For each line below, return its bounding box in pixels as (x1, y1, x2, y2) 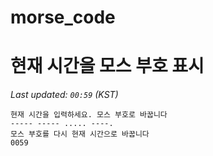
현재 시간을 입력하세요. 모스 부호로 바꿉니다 (10, 110, 168, 120)
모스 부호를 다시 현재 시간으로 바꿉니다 (10, 129, 150, 140)
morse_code (10, 6, 116, 29)
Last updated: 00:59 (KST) (10, 89, 119, 101)
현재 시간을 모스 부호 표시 (10, 55, 205, 78)
